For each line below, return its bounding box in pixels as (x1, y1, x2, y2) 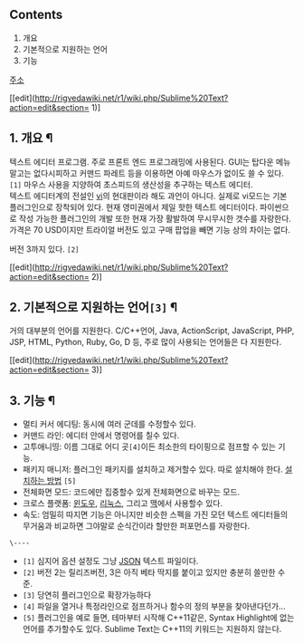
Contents (9, 7, 63, 23)
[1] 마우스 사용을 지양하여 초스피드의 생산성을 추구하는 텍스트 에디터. (9, 178, 253, 189)
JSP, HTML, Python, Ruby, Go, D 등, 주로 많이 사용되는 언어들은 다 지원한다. (9, 337, 282, 348)
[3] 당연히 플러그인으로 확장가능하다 (22, 590, 152, 600)
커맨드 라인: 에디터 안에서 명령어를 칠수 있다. (22, 430, 180, 441)
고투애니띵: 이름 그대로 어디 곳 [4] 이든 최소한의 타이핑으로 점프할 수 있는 (22, 441, 277, 452)
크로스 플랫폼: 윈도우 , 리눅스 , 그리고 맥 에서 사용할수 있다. (22, 498, 223, 509)
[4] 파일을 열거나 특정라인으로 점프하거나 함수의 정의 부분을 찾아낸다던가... (22, 601, 287, 612)
